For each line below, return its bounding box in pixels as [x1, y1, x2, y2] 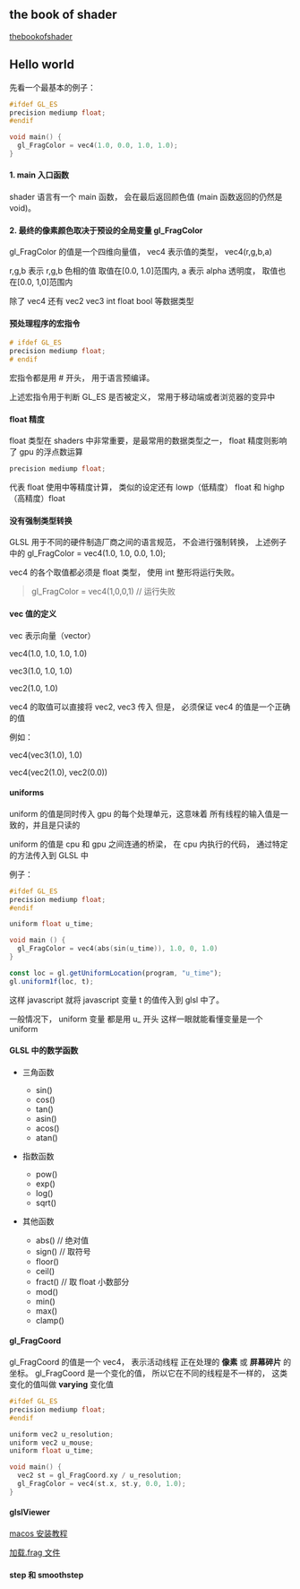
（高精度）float [9, 493, 65, 504]
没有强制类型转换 [9, 515, 73, 525]
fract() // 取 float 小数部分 [35, 1276, 130, 1287]
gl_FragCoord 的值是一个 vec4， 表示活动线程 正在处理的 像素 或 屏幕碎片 [9, 1357, 282, 1368]
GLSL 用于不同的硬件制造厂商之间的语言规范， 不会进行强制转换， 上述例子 [9, 537, 287, 548]
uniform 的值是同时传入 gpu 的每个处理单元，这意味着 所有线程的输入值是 [9, 808, 281, 819]
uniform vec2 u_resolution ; [9, 1429, 115, 1438]
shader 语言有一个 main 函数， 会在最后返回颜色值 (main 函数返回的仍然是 [9, 192, 283, 203]
